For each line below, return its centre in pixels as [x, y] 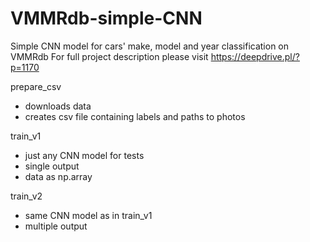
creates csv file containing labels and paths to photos [135, 116]
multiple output [56, 226]
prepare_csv [36, 86]
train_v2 [26, 196]
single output [52, 166]
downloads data [58, 106]
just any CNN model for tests [84, 155]
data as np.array [58, 176]
